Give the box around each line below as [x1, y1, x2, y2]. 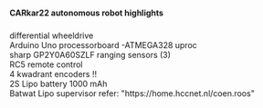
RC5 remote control [9, 59, 83, 70]
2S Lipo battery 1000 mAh [9, 78, 108, 89]
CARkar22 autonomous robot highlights [9, 7, 164, 18]
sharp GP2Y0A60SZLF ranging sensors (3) [9, 49, 172, 60]
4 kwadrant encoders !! [9, 68, 98, 79]
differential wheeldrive [9, 30, 94, 41]
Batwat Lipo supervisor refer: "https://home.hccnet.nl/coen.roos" [9, 87, 256, 99]
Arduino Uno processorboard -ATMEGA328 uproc [9, 39, 198, 50]
